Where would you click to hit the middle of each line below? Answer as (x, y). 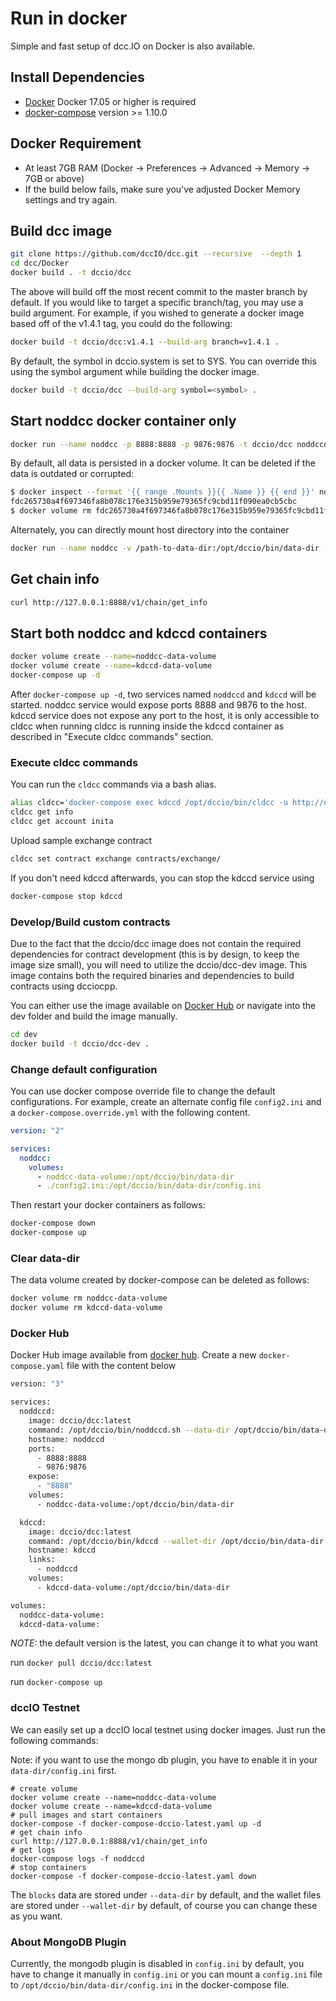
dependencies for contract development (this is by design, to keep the (155, 954)
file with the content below (121, 1366)
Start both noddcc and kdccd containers (139, 633)
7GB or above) (54, 178)
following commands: (54, 1740)
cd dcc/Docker (40, 263)
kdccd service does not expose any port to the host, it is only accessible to (165, 716)
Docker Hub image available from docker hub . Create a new (133, 1355)
